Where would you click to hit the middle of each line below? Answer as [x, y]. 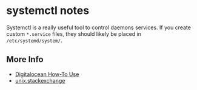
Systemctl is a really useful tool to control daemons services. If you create [98, 27]
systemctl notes [48, 11]
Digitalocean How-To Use [47, 74]
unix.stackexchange [40, 80]
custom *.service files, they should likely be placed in [74, 33]
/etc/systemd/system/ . [34, 40]
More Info [25, 59]
